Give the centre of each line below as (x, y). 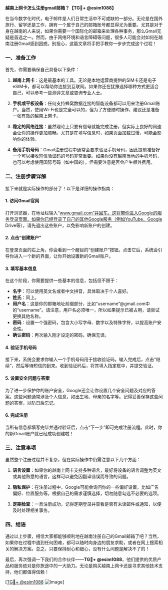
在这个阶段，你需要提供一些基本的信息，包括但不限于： (62, 280)
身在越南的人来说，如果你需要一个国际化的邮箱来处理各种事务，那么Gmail (81, 31)
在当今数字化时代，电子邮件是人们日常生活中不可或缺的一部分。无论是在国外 (84, 19)
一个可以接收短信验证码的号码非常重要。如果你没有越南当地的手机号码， (87, 156)
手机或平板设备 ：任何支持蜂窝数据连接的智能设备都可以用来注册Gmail (84, 103)
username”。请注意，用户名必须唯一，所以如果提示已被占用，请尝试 (89, 310)
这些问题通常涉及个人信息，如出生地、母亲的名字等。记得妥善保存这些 (86, 396)
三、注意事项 (21, 448)
